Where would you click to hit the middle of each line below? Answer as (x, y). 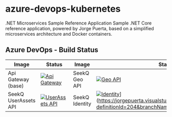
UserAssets (22, 100)
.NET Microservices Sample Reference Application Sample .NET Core (79, 23)
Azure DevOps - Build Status (52, 50)
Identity (82, 104)
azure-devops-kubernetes (63, 9)
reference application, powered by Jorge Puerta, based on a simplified (80, 28)
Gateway (18, 79)
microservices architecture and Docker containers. (59, 34)
